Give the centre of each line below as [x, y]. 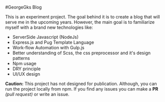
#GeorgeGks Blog [23, 7]
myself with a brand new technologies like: [49, 27]
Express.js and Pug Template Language [53, 42]
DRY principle [26, 69]
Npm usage [24, 63]
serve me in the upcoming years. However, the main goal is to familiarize [80, 22]
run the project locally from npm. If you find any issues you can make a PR [82, 89]
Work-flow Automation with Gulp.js [48, 48]
